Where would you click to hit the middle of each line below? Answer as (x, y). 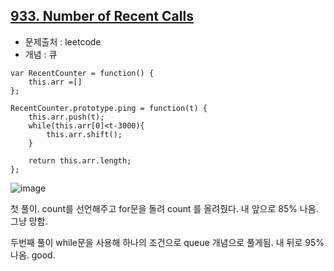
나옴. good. (33, 255)
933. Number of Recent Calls (102, 16)
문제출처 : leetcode (63, 41)
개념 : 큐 (41, 54)
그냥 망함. (29, 221)
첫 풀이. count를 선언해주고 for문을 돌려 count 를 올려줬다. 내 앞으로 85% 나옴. (164, 208)
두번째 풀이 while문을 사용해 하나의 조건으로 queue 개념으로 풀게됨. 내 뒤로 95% (167, 242)
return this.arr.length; (80, 160)
